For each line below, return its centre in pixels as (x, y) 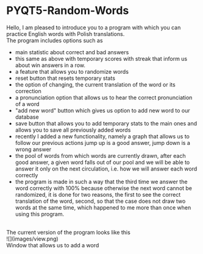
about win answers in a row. (50, 65)
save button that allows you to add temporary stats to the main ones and (106, 123)
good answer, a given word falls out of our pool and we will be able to (102, 162)
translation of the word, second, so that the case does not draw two (100, 201)
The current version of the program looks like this (69, 232)
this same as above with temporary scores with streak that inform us (101, 58)
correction (28, 91)
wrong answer (33, 149)
